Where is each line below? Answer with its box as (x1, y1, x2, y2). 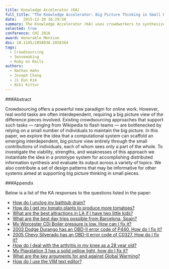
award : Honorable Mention (5, 36, 59, 41)
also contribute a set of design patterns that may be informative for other (5, 165, 156, 171)
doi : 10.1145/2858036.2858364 (5, 40, 69, 45)
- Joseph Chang (10, 73, 42, 78)
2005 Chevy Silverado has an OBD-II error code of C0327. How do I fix (12, 231, 159, 237)
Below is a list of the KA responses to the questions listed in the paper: (5, 189, 152, 195)
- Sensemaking (10, 54, 39, 59)
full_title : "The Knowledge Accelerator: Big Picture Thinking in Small (5, 12, 161, 17)
